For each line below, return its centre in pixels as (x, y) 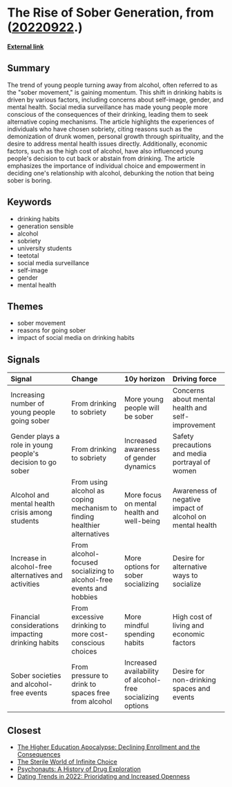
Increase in (29, 558)
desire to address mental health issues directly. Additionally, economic (107, 144)
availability (141, 672)
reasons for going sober (51, 330)
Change (85, 379)
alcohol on (190, 517)
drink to (84, 684)
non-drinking (194, 680)
